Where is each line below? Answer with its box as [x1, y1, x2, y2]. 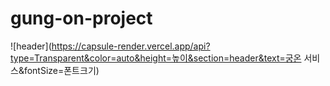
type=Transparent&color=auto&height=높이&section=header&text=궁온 [10, 52, 302, 64]
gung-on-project [10, 7, 153, 30]
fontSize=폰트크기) [23, 64, 100, 76]
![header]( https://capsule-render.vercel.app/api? [10, 40, 211, 52]
